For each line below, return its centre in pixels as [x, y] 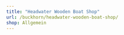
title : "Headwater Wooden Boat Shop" [53, 12]
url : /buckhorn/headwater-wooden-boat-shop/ [62, 17]
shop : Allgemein [26, 23]
